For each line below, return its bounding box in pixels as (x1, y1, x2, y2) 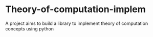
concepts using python (5, 25, 54, 31)
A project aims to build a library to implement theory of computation (5, 20, 148, 26)
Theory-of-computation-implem (5, 4, 146, 15)
